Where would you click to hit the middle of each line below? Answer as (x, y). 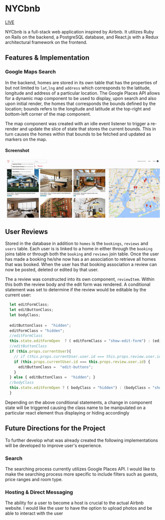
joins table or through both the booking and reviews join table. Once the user (82, 254)
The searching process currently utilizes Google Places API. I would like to (80, 469)
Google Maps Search (31, 72)
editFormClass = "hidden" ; (37, 331)
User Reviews (27, 231)
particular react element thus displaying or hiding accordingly (67, 413)
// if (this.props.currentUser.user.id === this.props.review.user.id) (89, 356)
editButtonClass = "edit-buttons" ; (55, 367)
